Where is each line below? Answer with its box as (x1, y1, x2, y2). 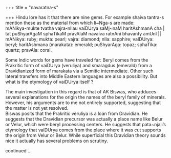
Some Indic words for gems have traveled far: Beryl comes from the (5, 57, 148, 63)
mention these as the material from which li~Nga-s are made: (5, 20, 135, 26)
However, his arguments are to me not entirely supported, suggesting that (5, 100, 161, 106)
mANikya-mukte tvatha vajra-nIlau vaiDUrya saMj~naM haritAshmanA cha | (5, 25, 165, 31)
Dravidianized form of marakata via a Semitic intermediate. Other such (5, 68, 154, 74)
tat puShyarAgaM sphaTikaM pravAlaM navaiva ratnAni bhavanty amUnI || (5, 31, 161, 36)
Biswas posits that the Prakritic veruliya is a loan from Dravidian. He (5, 110, 148, 116)
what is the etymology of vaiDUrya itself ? (5, 79, 94, 85)
